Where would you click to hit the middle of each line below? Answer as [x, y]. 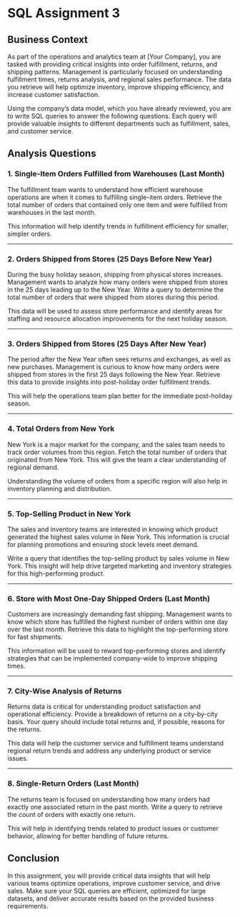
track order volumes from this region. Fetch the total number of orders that [117, 452]
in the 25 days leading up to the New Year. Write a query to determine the [115, 289]
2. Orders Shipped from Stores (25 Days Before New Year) [110, 259]
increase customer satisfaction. [54, 95]
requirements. [28, 906]
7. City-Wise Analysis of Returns [65, 691]
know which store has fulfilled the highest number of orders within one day [118, 622]
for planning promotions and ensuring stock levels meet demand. [103, 544]
